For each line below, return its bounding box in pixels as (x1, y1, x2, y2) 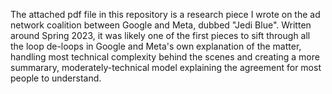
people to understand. (10, 72, 102, 84)
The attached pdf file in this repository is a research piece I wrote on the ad (10, 9, 321, 20)
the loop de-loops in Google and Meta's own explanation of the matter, (10, 40, 302, 52)
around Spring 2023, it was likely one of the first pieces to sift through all (10, 30, 311, 41)
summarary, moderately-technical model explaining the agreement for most (10, 62, 322, 73)
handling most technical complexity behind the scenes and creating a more (10, 51, 320, 63)
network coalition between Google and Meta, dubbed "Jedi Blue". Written (10, 19, 312, 31)
